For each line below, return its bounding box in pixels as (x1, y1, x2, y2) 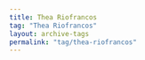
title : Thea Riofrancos (9, 12, 98, 22)
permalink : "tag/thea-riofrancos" (9, 37, 138, 47)
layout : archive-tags (9, 29, 90, 38)
